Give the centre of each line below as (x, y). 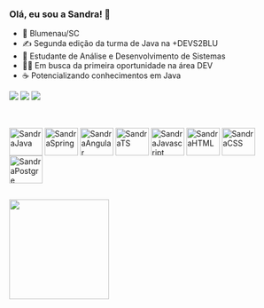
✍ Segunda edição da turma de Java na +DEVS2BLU (120, 43)
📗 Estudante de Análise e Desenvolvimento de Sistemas (124, 56)
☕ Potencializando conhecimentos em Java (101, 75)
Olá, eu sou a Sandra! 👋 (60, 14)
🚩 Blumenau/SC (50, 34)
